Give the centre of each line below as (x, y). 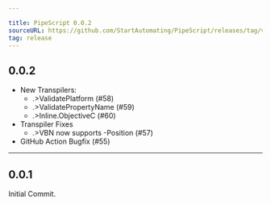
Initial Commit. (32, 194)
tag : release (30, 38)
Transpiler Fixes (47, 124)
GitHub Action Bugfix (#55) (65, 141)
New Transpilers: (48, 90)
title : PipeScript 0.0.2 (50, 23)
